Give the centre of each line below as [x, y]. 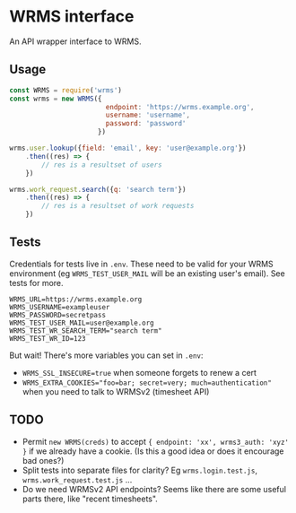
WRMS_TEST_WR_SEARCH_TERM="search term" [86, 330]
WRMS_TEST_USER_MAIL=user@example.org [82, 323]
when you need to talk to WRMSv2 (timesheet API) [116, 391]
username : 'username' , [148, 115]
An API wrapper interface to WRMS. [75, 41]
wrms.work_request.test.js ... [77, 479]
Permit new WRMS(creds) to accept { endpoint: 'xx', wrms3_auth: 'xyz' [156, 441]
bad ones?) [43, 460]
